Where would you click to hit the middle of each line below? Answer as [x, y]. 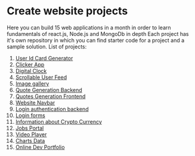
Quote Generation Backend [49, 90]
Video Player [31, 134]
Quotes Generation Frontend [50, 96]
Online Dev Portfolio [40, 147]
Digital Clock [31, 71]
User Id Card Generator [44, 58]
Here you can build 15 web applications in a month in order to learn [89, 27]
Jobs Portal [30, 128]
